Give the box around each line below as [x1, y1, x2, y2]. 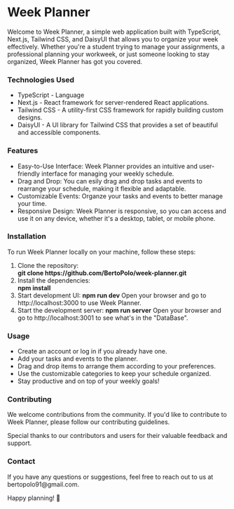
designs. [17, 113, 43, 122]
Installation [7, 231, 47, 241]
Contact [7, 456, 36, 466]
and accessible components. [17, 128, 101, 137]
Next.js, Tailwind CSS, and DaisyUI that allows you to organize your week [7, 34, 219, 43]
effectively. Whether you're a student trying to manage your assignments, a [7, 42, 226, 51]
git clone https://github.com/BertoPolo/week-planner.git [17, 269, 187, 277]
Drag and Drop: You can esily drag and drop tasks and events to [17, 176, 203, 185]
